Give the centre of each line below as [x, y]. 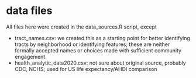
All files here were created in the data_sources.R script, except [81, 27]
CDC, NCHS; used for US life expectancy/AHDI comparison [86, 69]
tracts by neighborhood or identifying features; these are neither [92, 44]
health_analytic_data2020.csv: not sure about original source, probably [100, 63]
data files [29, 11]
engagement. [30, 56]
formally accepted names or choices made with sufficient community [98, 50]
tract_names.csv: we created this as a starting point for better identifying [102, 38]
